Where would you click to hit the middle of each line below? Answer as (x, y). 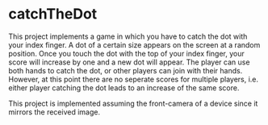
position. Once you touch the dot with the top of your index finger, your (126, 53)
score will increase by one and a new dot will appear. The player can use (129, 62)
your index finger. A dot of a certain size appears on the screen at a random (134, 44)
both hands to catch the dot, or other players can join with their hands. (126, 70)
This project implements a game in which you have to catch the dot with (128, 36)
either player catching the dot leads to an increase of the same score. (124, 87)
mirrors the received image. (54, 112)
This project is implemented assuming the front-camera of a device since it (133, 103)
